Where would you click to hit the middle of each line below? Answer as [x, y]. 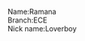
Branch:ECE [28, 20]
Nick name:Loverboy [42, 29]
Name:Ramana [32, 12]
